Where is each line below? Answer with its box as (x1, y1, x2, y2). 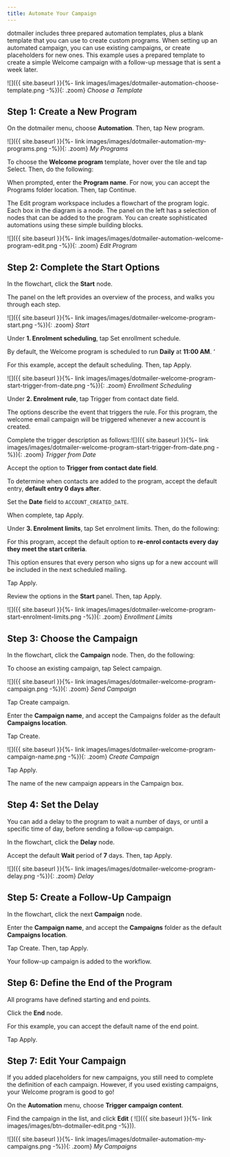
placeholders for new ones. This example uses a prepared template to (7, 51, 205, 59)
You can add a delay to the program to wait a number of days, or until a (7, 817, 209, 825)
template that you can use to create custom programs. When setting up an (7, 36, 218, 45)
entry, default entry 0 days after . (7, 485, 102, 493)
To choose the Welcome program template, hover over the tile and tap (7, 158, 207, 166)
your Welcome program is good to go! (7, 1088, 115, 1096)
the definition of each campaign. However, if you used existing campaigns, (7, 1081, 218, 1089)
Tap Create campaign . (7, 698, 70, 707)
